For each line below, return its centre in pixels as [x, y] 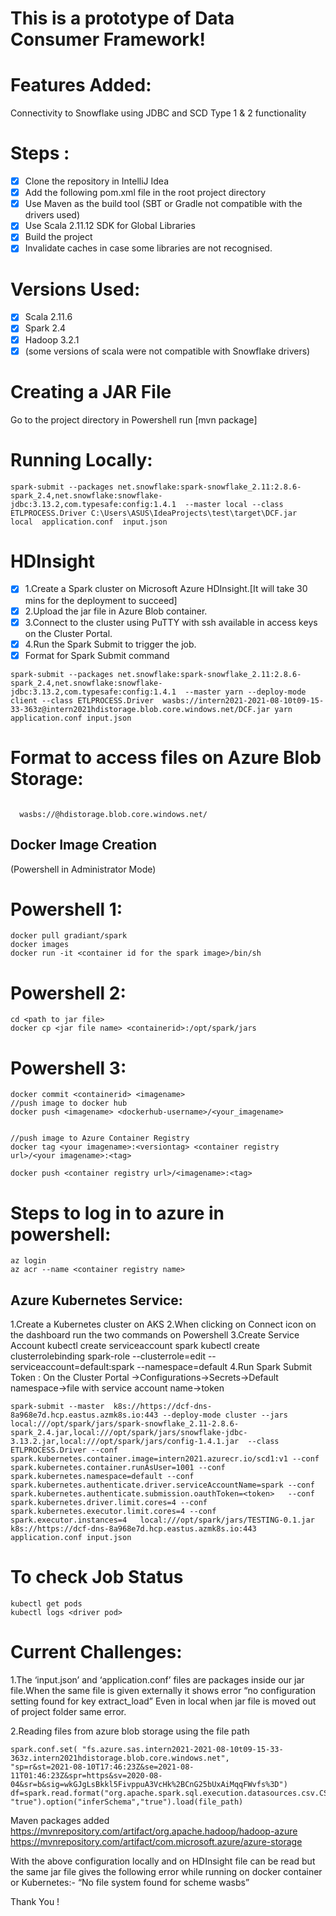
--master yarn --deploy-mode [245, 692]
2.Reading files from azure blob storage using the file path [130, 1731]
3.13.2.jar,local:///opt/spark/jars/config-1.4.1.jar [125, 1442]
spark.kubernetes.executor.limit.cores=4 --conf [113, 1512]
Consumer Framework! [108, 39]
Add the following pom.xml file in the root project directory [145, 193]
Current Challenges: [96, 1652]
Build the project [58, 237]
